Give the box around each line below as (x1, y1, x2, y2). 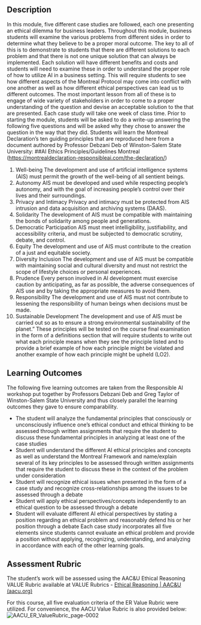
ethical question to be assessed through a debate (15, 504, 138, 511)
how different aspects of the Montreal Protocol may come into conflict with (7, 78, 191, 85)
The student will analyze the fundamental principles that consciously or (15, 414, 192, 422)
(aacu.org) (7, 587, 33, 594)
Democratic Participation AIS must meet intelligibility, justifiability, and (15, 224, 188, 231)
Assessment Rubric (7, 559, 82, 569)
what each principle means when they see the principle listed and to (15, 338, 184, 345)
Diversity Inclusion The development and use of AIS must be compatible (15, 255, 194, 263)
